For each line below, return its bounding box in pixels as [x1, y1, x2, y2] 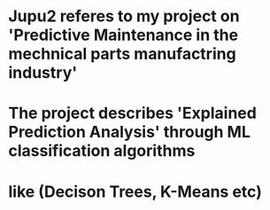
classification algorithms [8, 141, 196, 161]
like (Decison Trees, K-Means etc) [8, 182, 262, 201]
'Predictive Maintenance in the [8, 25, 239, 45]
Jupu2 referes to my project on [8, 6, 240, 27]
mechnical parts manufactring [8, 44, 236, 64]
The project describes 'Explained [8, 104, 258, 123]
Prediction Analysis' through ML [8, 122, 251, 143]
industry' [8, 63, 78, 83]
